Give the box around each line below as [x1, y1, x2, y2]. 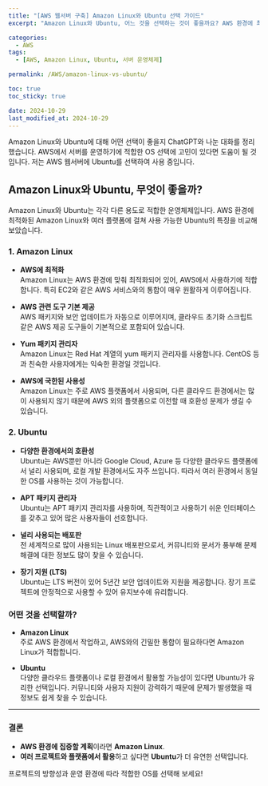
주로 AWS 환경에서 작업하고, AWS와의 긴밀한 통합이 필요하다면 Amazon [19, 637, 245, 647]
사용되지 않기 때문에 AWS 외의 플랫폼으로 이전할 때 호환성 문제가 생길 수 [28, 396, 253, 406]
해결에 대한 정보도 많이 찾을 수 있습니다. [19, 550, 144, 559]
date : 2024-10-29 [8, 106, 66, 114]
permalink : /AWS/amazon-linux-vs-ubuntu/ [8, 70, 148, 78]
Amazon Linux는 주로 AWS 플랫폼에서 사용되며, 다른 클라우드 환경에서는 [19, 386, 246, 396]
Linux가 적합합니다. [19, 648, 81, 657]
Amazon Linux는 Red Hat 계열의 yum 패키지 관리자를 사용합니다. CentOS [19, 349, 251, 359]
